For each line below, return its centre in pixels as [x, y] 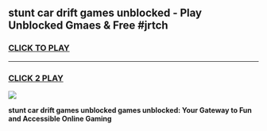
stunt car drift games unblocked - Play [105, 13]
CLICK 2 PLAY [36, 78]
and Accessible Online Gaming [60, 118]
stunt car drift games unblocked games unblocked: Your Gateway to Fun [130, 110]
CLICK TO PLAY [39, 48]
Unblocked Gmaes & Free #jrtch [88, 26]
